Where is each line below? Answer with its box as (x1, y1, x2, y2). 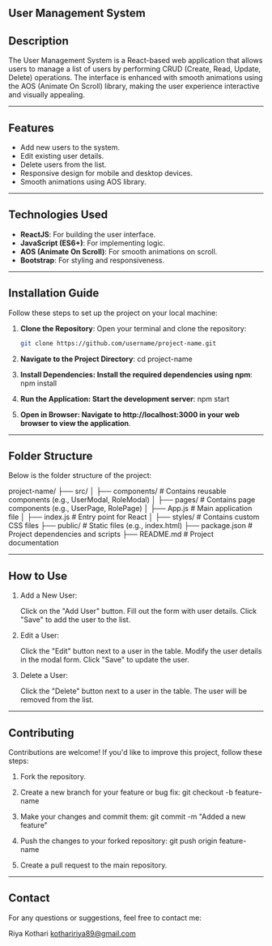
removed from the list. (19, 695, 95, 705)
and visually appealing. (8, 90, 85, 100)
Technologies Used (8, 208, 108, 222)
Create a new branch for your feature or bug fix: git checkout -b (19, 787, 233, 797)
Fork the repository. (19, 771, 87, 781)
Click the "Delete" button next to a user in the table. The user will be (19, 686, 248, 696)
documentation (8, 538, 59, 548)
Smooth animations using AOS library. (19, 177, 147, 187)
